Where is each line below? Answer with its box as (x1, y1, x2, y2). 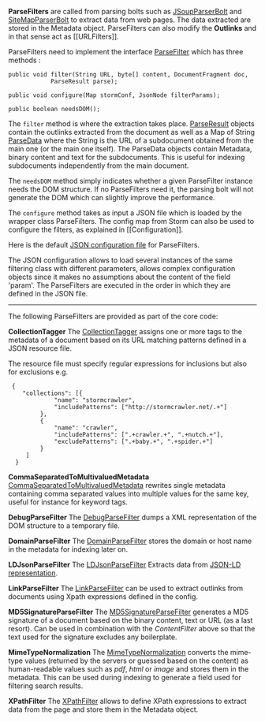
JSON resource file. (8, 344, 73, 353)
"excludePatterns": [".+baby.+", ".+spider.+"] (54, 437, 214, 445)
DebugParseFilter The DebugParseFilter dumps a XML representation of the (8, 512, 257, 522)
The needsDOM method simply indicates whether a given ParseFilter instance (8, 177, 253, 185)
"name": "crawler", (54, 424, 118, 432)
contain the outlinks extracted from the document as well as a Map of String (8, 128, 255, 136)
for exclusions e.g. (8, 367, 69, 377)
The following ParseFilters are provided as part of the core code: (8, 311, 218, 321)
